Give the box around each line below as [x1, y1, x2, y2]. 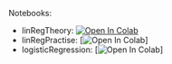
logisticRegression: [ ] [21, 44, 164, 55]
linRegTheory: [21, 25, 74, 35]
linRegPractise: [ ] [21, 35, 148, 45]
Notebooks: [8, 8, 53, 18]
